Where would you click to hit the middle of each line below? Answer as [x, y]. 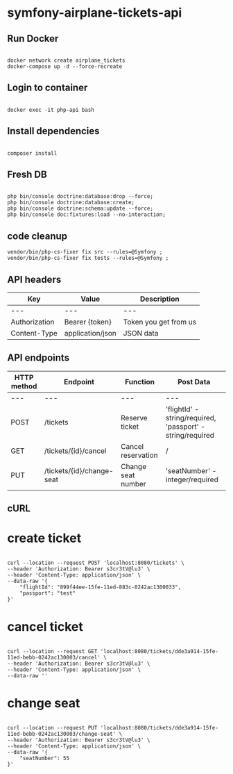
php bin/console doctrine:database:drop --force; [80, 197]
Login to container [48, 88]
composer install [32, 153]
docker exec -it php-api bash [51, 110]
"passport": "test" [48, 593]
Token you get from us [159, 322]
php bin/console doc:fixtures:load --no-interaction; [87, 215]
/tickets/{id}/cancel [75, 451]
